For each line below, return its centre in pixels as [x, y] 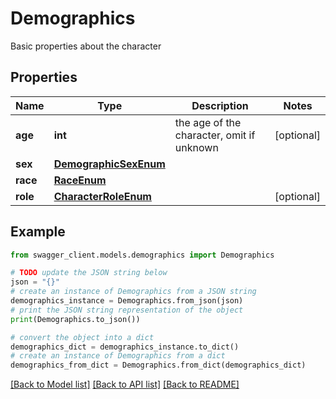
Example [38, 232]
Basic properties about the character [86, 46]
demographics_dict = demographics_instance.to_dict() [125, 347]
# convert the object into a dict [82, 337]
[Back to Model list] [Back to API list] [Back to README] [125, 384]
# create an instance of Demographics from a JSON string [133, 292]
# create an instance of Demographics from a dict [118, 356]
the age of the [208, 122]
